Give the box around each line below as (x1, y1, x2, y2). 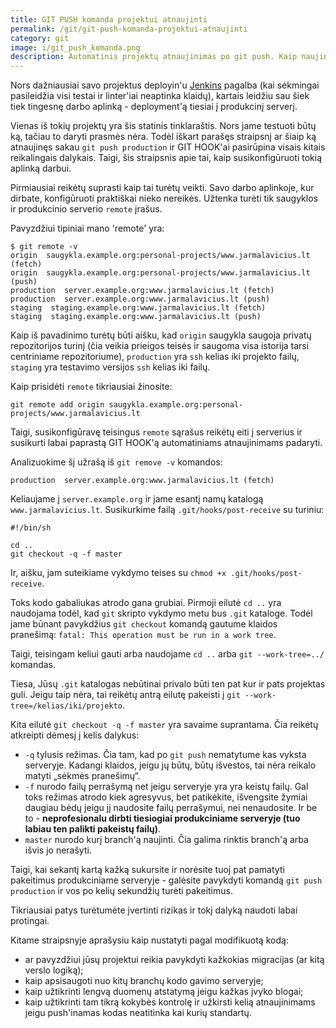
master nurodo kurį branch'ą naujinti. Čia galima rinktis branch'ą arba (24, 834, 309, 846)
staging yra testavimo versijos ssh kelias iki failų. (10, 361, 211, 373)
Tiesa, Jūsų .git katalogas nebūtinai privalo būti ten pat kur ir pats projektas (10, 678, 326, 690)
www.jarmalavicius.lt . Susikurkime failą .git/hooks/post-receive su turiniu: (10, 504, 325, 516)
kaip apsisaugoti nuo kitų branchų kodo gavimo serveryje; (24, 975, 264, 987)
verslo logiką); (24, 964, 84, 976)
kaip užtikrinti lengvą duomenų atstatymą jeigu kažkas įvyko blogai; (24, 986, 304, 998)
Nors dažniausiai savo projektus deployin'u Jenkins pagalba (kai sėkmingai (10, 79, 320, 91)
